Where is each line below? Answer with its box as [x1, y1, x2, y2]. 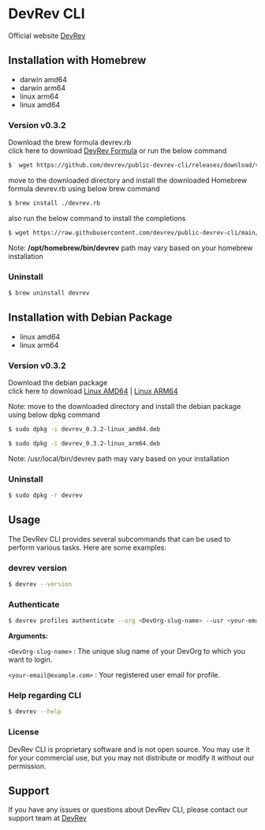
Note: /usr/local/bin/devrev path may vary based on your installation [8, 453, 230, 463]
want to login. [8, 655, 53, 664]
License [8, 727, 39, 738]
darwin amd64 [19, 74, 68, 84]
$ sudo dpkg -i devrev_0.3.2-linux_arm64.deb [8, 439, 160, 447]
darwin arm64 [19, 83, 66, 92]
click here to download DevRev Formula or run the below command [8, 146, 227, 156]
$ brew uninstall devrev [8, 289, 90, 297]
